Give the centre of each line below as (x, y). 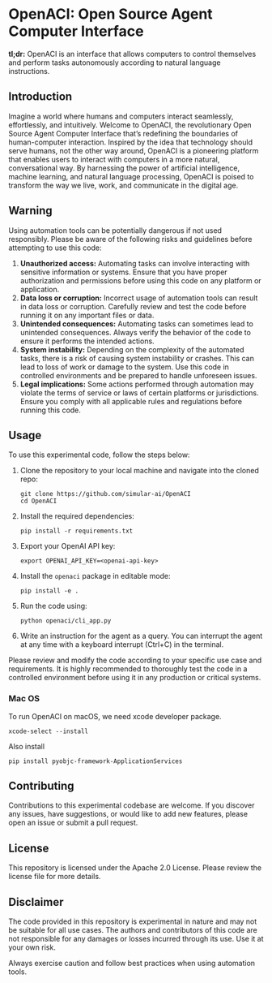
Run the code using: (53, 606)
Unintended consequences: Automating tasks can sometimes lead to (136, 323)
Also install (27, 746)
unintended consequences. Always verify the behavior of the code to (135, 332)
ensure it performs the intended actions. (87, 341)
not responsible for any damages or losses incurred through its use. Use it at (136, 939)
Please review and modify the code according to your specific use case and (135, 660)
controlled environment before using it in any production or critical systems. (135, 678)
